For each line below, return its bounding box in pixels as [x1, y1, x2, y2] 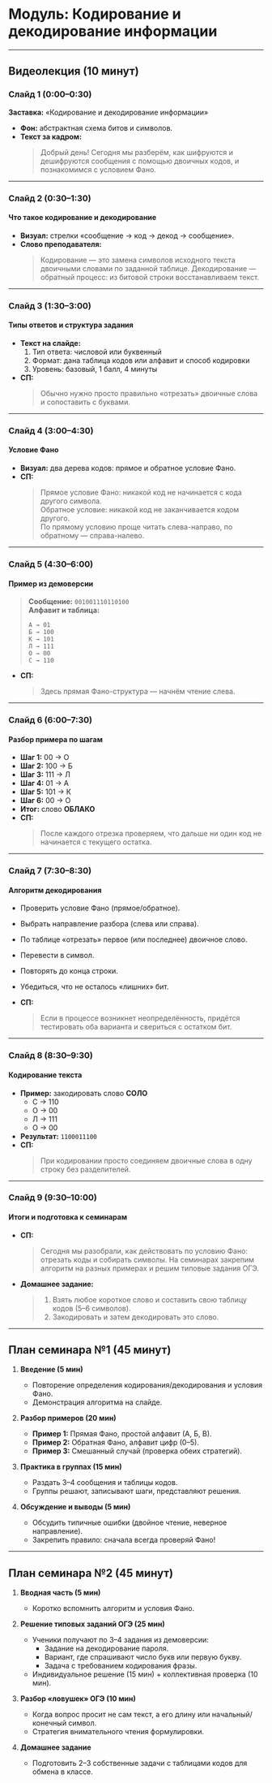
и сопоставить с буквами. [40, 397, 131, 407]
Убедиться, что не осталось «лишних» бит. [19, 982, 169, 991]
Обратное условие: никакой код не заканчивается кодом [40, 505, 240, 514]
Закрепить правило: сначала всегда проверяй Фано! [32, 1535, 216, 1545]
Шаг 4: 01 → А [19, 779, 69, 788]
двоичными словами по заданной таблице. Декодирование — [40, 263, 257, 273]
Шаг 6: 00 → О [19, 796, 71, 805]
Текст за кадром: [19, 132, 83, 141]
